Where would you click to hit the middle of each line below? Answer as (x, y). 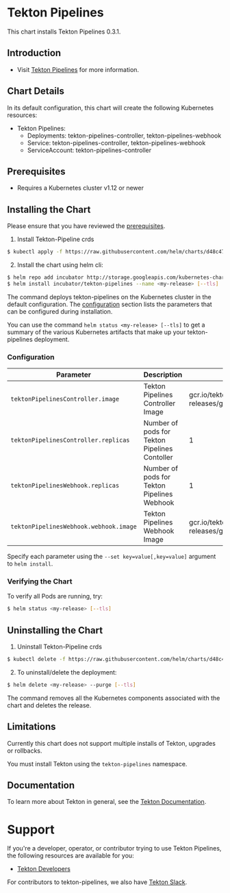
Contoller (158, 457)
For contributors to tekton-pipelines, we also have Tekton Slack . (97, 882)
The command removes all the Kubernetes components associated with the (114, 698)
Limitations (31, 727)
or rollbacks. (25, 751)
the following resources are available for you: (71, 856)
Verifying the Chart (40, 581)
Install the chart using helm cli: (60, 265)
